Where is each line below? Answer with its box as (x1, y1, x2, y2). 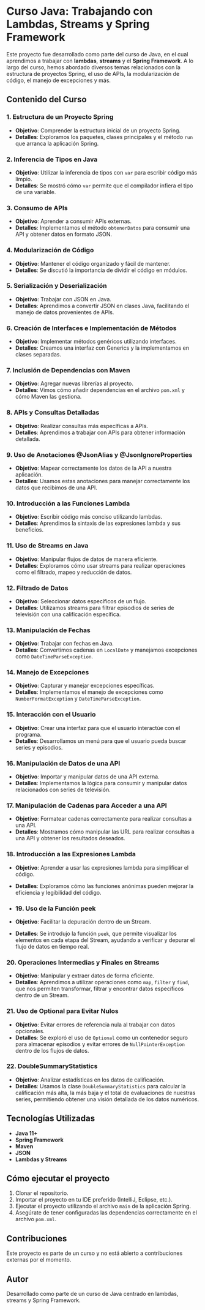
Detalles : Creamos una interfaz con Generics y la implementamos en (15, 344, 190, 352)
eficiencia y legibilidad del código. (15, 889, 102, 896)
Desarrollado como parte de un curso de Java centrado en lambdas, (6, 1290, 179, 1298)
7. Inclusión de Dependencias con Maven (6, 366, 130, 375)
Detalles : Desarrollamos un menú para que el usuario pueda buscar (15, 737, 187, 745)
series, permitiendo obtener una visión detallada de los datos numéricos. (15, 1095, 199, 1103)
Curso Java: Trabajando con (6, 4, 153, 18)
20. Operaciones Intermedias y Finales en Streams (6, 958, 160, 966)
